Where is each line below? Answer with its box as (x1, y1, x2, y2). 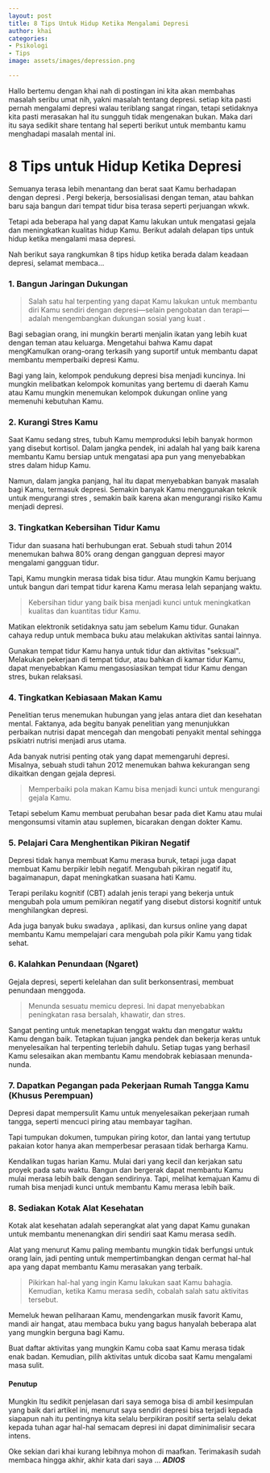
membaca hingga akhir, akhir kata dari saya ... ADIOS (8, 1455, 185, 1465)
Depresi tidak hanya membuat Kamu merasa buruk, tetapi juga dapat (8, 856, 236, 865)
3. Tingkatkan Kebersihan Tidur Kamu (8, 522, 160, 534)
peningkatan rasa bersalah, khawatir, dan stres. (27, 1010, 186, 1019)
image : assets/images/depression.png (8, 57, 135, 65)
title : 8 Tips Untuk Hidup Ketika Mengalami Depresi (8, 19, 189, 27)
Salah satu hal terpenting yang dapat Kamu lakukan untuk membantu (27, 296, 258, 307)
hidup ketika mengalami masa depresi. (8, 233, 136, 243)
